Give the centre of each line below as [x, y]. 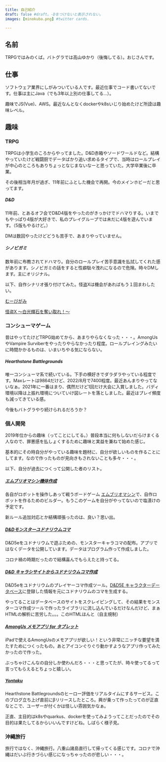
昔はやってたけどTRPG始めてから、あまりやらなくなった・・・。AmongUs [82, 337]
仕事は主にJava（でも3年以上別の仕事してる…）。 [63, 93]
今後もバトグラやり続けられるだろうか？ [46, 409]
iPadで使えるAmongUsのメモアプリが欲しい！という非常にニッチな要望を [80, 640]
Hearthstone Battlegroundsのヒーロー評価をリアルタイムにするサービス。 [80, 694]
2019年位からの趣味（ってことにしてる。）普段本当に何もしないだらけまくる [82, 435]
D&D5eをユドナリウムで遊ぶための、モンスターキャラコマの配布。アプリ [79, 543]
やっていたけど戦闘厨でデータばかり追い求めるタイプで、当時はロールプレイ [83, 159]
